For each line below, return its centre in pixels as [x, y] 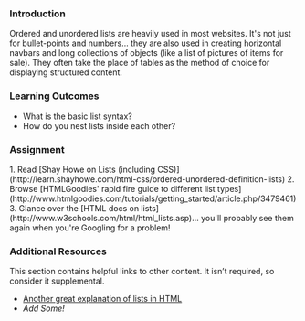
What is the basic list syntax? [77, 116]
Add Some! [44, 308]
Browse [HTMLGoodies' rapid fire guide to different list [113, 188]
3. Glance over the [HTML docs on [74, 208]
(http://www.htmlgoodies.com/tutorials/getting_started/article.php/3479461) [153, 198]
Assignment [37, 149]
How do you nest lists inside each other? [99, 125]
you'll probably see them [247, 218]
